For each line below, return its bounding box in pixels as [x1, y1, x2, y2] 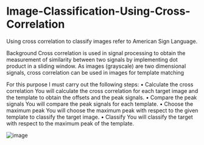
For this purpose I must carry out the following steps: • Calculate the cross [6, 81, 194, 88]
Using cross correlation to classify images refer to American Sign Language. [6, 37, 198, 45]
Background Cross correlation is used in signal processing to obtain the [6, 49, 186, 56]
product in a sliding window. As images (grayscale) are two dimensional [6, 62, 186, 70]
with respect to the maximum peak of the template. [6, 119, 135, 127]
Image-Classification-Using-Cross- [6, 4, 191, 18]
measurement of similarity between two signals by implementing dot [6, 56, 178, 63]
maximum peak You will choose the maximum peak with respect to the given [6, 106, 199, 114]
